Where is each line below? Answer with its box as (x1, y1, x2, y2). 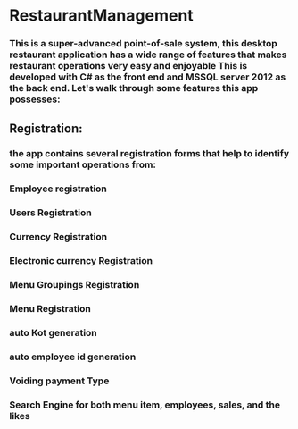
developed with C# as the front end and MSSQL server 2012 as (9, 71, 286, 83)
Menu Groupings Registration (9, 279, 140, 291)
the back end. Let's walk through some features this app (9, 82, 259, 95)
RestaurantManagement (9, 5, 194, 26)
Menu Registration (9, 302, 92, 315)
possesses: (9, 93, 61, 105)
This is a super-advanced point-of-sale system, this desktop (9, 38, 278, 50)
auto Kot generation (9, 326, 98, 339)
